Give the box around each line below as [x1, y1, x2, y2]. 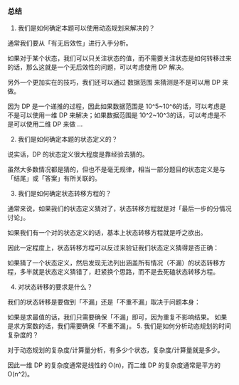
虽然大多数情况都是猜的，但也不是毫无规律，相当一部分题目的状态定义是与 [7, 165, 225, 174]
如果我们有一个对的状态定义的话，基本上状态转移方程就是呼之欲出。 [7, 228, 207, 237]
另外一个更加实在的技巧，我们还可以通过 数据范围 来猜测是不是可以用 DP [7, 78, 221, 87]
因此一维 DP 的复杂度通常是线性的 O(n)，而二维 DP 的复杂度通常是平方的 [7, 361, 221, 369]
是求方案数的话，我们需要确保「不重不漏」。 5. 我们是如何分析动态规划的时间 [7, 322, 231, 330]
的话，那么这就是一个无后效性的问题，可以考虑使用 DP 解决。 [7, 63, 188, 72]
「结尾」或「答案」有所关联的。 [7, 174, 101, 183]
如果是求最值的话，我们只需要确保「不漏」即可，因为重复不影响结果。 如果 [7, 313, 228, 322]
